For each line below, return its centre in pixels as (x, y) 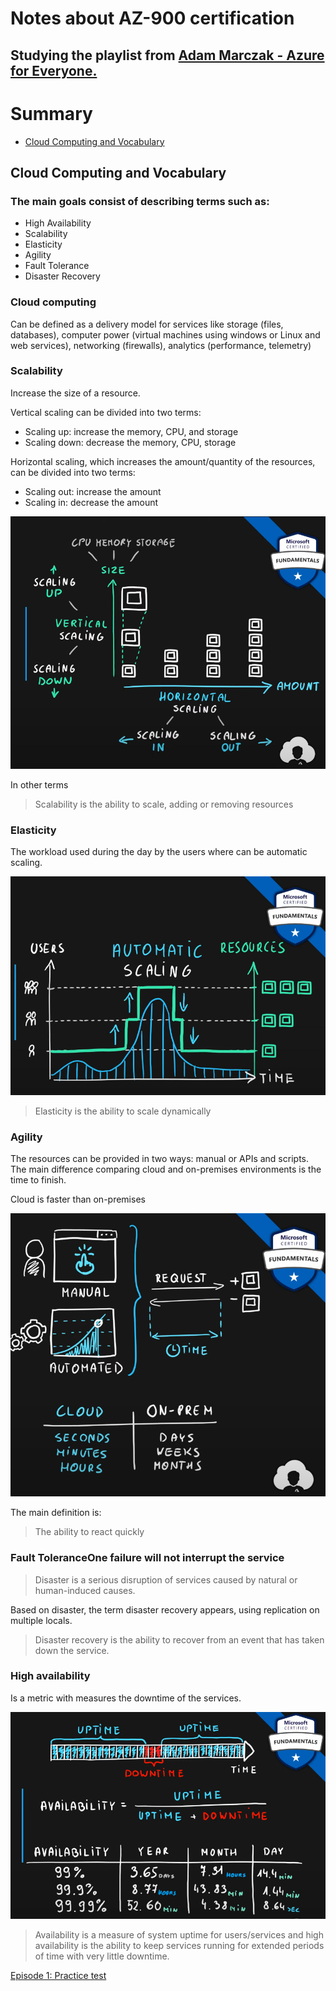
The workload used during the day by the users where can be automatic (159, 852)
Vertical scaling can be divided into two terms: (106, 412)
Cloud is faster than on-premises (78, 1199)
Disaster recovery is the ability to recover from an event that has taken (179, 1639)
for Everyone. (54, 70)
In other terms (39, 784)
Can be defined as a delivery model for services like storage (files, (147, 324)
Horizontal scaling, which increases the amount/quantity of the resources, (163, 461)
